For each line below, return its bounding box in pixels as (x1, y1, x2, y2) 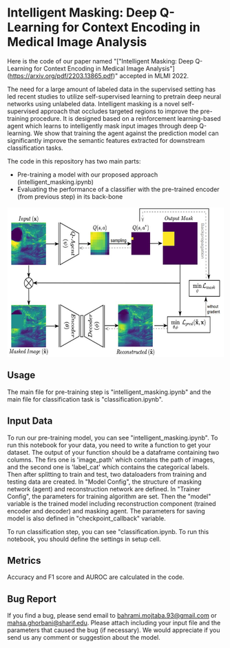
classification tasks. (7, 144, 63, 152)
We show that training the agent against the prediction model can (33, 129, 219, 137)
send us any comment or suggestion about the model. (7, 634, 160, 642)
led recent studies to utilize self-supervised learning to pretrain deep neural (7, 92, 222, 101)
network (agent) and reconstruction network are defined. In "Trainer (7, 484, 201, 493)
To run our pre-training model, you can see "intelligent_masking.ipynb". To (7, 433, 218, 442)
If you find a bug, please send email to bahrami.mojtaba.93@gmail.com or (7, 611, 217, 620)
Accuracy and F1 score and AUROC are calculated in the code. (7, 573, 185, 581)
